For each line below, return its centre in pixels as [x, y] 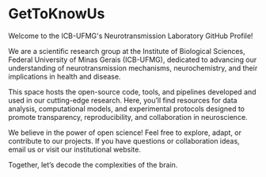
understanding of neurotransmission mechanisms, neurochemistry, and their [133, 67]
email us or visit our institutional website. [74, 149]
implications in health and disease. [65, 76]
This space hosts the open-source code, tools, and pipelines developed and [132, 91]
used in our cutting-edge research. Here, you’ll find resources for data [123, 100]
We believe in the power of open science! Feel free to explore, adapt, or [125, 133]
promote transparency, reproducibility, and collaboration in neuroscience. [128, 117]
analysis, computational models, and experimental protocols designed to [127, 109]
